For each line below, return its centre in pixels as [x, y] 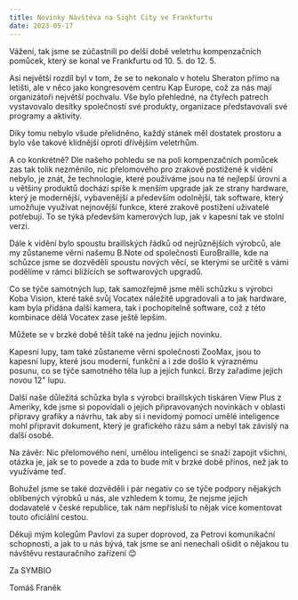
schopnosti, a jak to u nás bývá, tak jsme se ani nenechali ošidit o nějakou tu [149, 543]
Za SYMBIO [30, 570]
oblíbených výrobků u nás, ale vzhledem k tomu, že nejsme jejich [129, 498]
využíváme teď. [38, 471]
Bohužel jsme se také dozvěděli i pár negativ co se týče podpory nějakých [145, 488]
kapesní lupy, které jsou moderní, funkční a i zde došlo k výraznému [134, 361]
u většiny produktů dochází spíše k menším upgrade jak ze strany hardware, [149, 188]
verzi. [20, 226]
